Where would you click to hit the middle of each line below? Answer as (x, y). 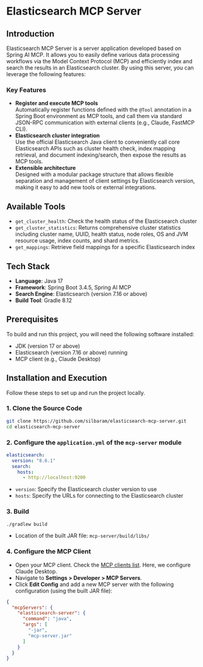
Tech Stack (28, 266)
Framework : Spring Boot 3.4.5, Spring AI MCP (73, 287)
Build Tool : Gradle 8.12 (43, 300)
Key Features (27, 90)
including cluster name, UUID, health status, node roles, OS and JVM (101, 234)
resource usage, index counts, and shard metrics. (77, 241)
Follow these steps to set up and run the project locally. (76, 393)
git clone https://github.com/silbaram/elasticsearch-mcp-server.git (97, 421)
